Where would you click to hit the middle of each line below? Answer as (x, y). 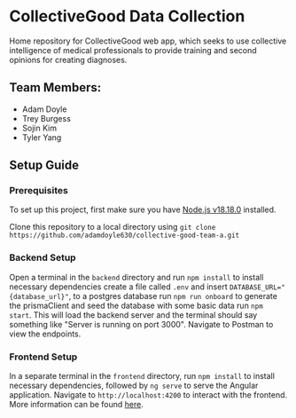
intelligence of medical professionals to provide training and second (133, 50)
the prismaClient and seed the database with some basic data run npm (136, 305)
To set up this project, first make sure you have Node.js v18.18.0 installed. (143, 209)
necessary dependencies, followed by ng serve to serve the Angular (134, 386)
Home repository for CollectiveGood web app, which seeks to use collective (148, 41)
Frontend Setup (43, 357)
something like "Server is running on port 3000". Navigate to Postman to (141, 324)
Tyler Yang (42, 137)
